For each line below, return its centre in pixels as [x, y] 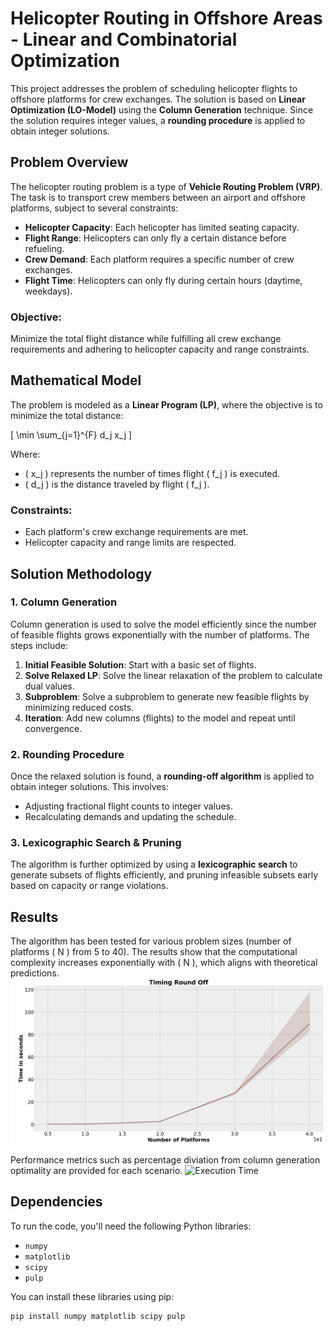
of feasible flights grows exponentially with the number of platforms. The [160, 634]
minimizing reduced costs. [79, 707]
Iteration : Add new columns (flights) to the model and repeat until [160, 718]
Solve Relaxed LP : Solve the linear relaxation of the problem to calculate [173, 675]
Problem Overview [69, 162]
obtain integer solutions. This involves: [89, 787]
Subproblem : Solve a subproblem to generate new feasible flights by [167, 696]
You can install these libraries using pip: [92, 1296]
